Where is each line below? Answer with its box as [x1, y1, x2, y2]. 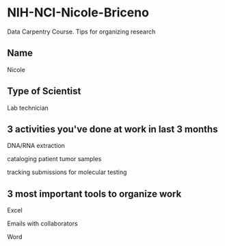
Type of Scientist [7, 86, 81, 97]
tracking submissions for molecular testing [7, 168, 127, 176]
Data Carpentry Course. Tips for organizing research [7, 27, 156, 36]
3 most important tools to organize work [7, 188, 182, 199]
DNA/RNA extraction [7, 142, 65, 150]
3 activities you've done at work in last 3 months [7, 123, 218, 135]
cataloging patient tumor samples [7, 155, 102, 163]
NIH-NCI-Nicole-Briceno [7, 5, 149, 21]
